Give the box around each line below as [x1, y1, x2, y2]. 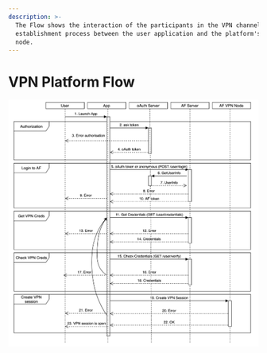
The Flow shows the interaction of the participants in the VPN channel [15, 21, 261, 29]
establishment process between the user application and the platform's [15, 29, 261, 37]
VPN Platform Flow [8, 73, 135, 91]
